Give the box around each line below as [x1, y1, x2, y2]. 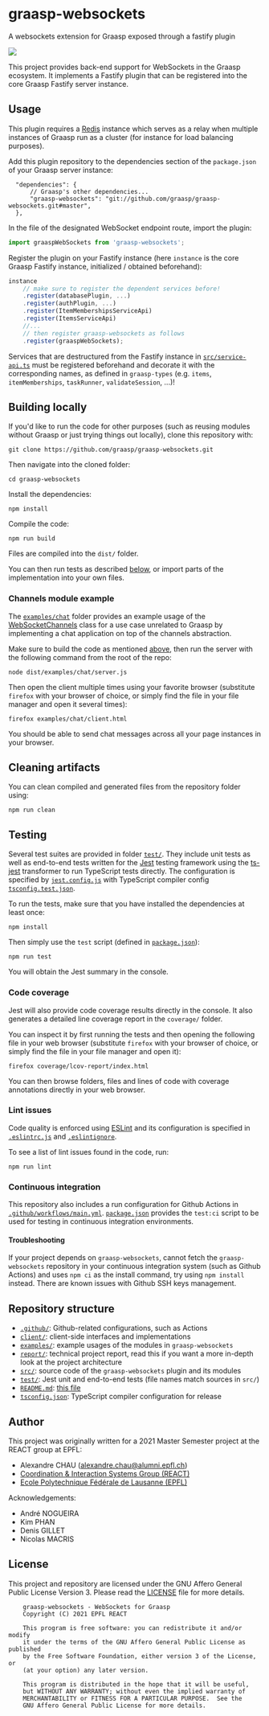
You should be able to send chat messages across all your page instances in [8, 729, 262, 738]
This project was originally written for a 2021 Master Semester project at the [8, 1436, 260, 1446]
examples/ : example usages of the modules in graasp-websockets [19, 1340, 234, 1350]
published [8, 1645, 42, 1653]
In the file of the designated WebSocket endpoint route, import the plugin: [8, 223, 252, 232]
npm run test [8, 953, 52, 961]
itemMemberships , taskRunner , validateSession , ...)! [8, 377, 175, 387]
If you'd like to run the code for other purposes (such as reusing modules [8, 421, 251, 431]
